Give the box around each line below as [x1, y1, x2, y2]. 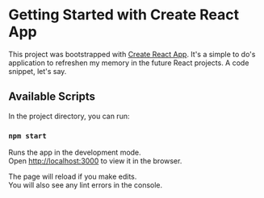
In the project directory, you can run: [8, 111, 130, 121]
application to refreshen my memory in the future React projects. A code [8, 58, 249, 68]
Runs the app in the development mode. [8, 147, 141, 158]
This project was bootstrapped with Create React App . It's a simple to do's [8, 49, 256, 59]
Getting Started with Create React [8, 6, 240, 24]
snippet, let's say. [8, 66, 67, 76]
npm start [8, 131, 47, 140]
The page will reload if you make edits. [8, 171, 137, 182]
